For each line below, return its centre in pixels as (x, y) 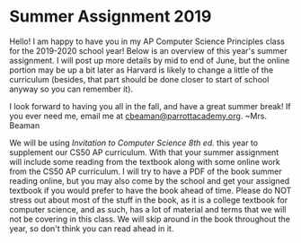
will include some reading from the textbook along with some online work (145, 161)
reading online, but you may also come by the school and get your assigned (150, 180)
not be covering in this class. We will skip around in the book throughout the (150, 219)
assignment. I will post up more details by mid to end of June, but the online (150, 60)
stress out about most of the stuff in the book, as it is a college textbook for (149, 200)
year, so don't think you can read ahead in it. (92, 228)
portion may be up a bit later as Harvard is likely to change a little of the (142, 70)
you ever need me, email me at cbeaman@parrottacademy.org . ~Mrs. (138, 116)
